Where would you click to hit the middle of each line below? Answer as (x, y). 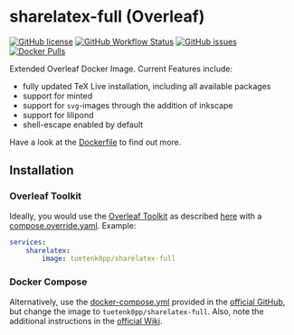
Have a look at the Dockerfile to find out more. (95, 142)
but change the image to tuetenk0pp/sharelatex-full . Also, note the (137, 311)
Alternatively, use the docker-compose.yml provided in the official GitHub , (147, 302)
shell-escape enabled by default (83, 125)
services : (28, 242)
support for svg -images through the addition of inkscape (128, 105)
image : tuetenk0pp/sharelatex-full (109, 259)
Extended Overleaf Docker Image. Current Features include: (121, 69)
